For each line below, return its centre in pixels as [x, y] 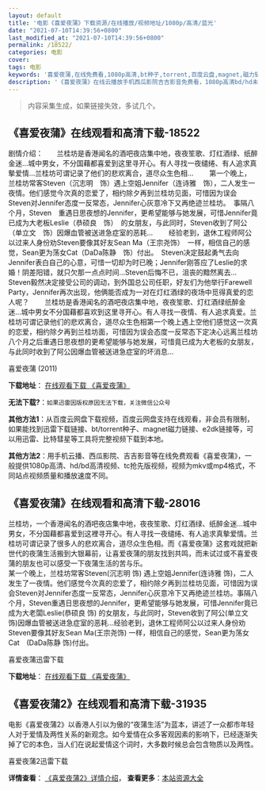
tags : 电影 [25, 67]
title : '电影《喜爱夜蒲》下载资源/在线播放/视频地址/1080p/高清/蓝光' [113, 23]
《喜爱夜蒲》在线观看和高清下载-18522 [104, 133]
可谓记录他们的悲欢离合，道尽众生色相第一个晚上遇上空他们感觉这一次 [136, 322]
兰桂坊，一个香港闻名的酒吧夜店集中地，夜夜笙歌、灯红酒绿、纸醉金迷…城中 [133, 523]
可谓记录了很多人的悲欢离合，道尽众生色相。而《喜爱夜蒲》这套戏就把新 [140, 543]
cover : [19, 60]
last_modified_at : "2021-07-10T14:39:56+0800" [86, 38]
